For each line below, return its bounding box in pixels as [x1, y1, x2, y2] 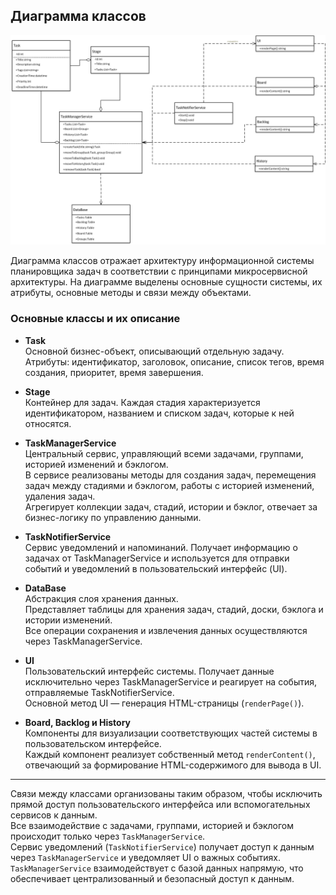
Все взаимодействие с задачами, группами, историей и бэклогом [10, 819, 295, 831]
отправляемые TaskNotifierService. [24, 686, 175, 698]
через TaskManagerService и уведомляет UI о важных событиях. [10, 851, 281, 863]
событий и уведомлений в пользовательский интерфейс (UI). [24, 562, 288, 574]
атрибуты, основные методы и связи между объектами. [10, 287, 252, 299]
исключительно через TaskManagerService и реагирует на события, [24, 675, 317, 688]
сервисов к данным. [10, 809, 98, 821]
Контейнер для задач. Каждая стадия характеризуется [24, 396, 261, 408]
